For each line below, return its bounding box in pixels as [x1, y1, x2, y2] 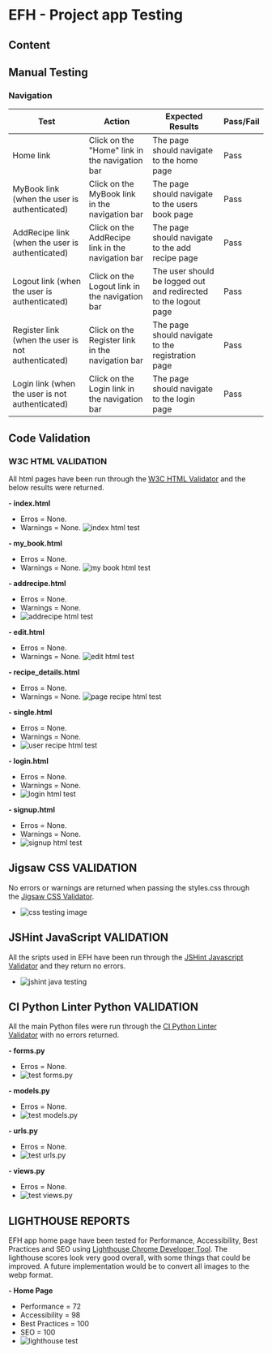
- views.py [8, 1166, 45, 1176]
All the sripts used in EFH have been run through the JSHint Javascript [8, 952, 244, 962]
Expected [165, 111, 203, 123]
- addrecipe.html [8, 578, 66, 588]
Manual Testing [8, 65, 89, 79]
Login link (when [12, 378, 75, 390]
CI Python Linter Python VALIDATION [8, 1000, 198, 1014]
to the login [152, 394, 196, 405]
